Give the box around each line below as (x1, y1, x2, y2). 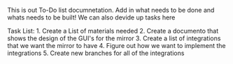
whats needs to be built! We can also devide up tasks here (7, 13, 176, 22)
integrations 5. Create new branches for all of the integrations (7, 49, 185, 57)
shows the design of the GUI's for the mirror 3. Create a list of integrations (7, 34, 221, 42)
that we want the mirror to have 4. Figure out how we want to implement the (7, 42, 226, 49)
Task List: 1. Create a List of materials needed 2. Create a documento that (7, 27, 219, 35)
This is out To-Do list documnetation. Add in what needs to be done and (7, 6, 215, 14)
